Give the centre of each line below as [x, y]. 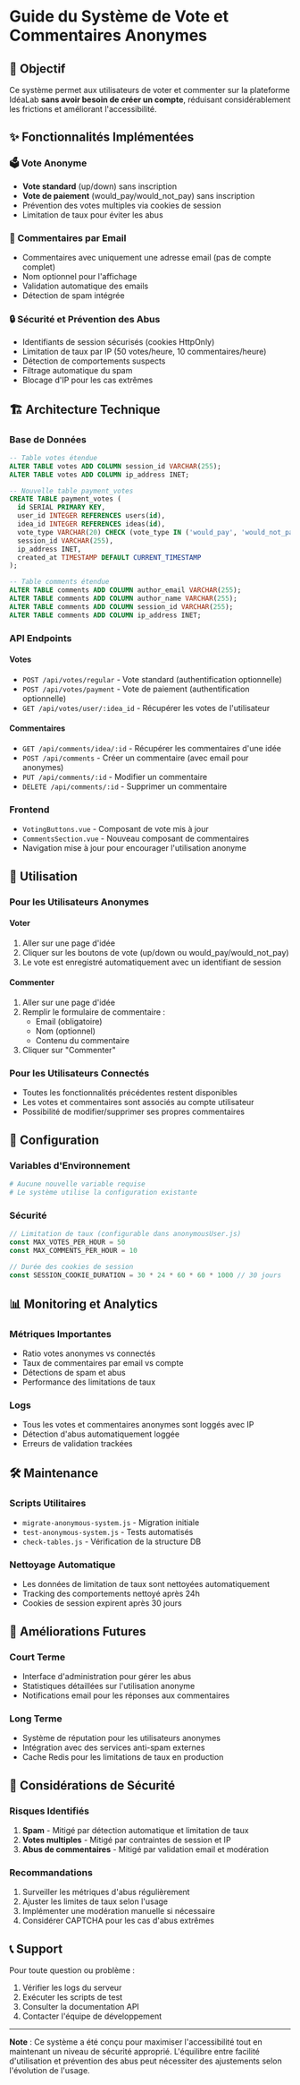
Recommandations [51, 1873]
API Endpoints [41, 638]
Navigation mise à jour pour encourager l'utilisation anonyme [134, 848]
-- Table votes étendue [54, 458]
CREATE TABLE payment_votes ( [66, 499]
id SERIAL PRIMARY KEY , [61, 508]
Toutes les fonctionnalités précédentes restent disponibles [130, 1093]
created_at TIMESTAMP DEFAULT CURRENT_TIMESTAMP [109, 557]
